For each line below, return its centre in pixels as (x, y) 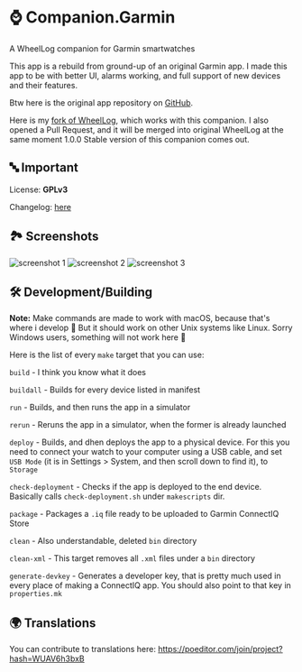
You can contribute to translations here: (82, 649)
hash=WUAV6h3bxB (47, 658)
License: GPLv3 (39, 189)
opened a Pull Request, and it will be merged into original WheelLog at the (146, 129)
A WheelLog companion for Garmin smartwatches (102, 48)
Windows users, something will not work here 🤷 (98, 337)
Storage (24, 470)
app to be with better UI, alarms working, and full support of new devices (145, 75)
